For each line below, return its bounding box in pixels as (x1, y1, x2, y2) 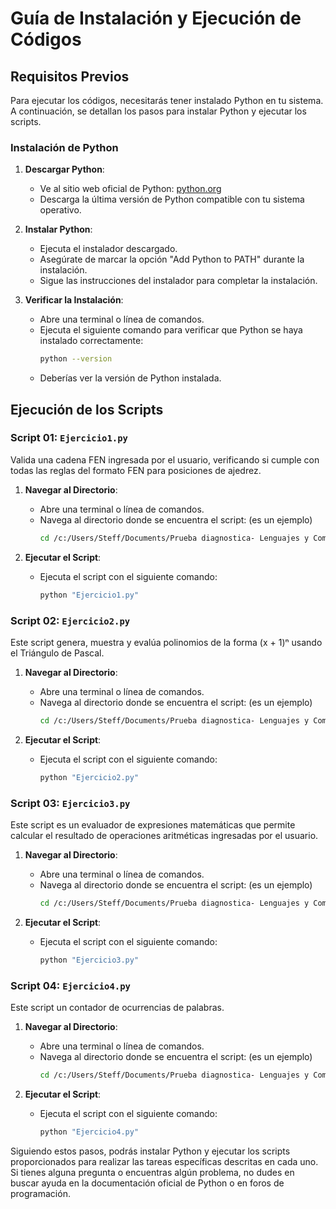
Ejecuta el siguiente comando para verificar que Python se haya (39, 324, 303, 336)
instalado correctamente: (39, 335, 144, 347)
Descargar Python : (24, 163, 105, 176)
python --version (39, 354, 113, 364)
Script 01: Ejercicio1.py (10, 431, 128, 445)
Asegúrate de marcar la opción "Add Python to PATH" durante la (39, 253, 305, 266)
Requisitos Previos (10, 68, 130, 85)
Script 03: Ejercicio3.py (10, 796, 131, 810)
